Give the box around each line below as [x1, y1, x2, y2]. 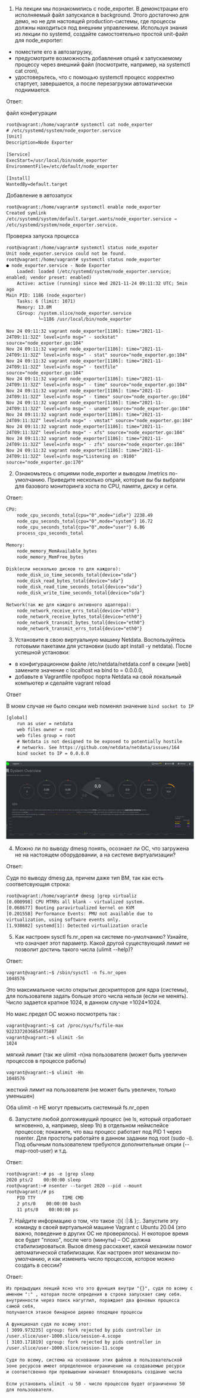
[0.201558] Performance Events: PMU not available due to [6, 911, 153, 917]
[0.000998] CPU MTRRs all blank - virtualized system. [6, 899, 145, 905]
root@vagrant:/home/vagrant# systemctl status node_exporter [6, 256, 161, 262]
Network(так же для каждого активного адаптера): [6, 602, 132, 608]
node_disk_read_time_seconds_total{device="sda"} [17, 584, 143, 590]
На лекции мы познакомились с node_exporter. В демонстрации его [14, 5, 189, 12]
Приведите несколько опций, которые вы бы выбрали [47, 477, 186, 483]
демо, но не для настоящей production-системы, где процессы [14, 18, 176, 24]
